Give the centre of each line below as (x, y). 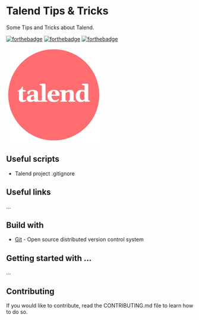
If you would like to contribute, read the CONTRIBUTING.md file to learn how (100, 305)
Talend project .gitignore (45, 173)
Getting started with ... (49, 258)
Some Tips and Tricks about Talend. (50, 27)
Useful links (29, 192)
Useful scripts (33, 159)
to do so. (17, 312)
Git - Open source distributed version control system (79, 240)
